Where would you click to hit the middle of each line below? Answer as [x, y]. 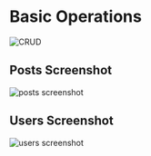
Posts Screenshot [60, 70]
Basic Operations [76, 17]
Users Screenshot [61, 121]
